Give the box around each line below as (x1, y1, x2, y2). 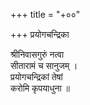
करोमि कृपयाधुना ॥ (10, 82, 71, 94)
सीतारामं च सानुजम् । (10, 60, 78, 71)
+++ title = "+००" (10, 9, 81, 20)
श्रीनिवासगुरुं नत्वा (10, 49, 65, 60)
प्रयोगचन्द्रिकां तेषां (10, 71, 63, 83)
